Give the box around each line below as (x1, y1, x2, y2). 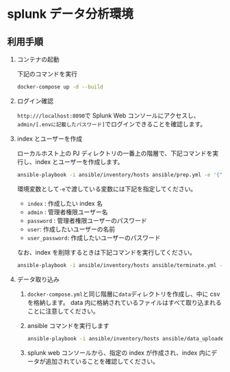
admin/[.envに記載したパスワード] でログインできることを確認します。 (16, 119, 207, 128)
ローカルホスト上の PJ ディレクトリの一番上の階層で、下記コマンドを (16, 149, 213, 157)
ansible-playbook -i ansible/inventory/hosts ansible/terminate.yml (16, 261, 217, 268)
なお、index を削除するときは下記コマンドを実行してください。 (16, 248, 196, 256)
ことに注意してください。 (27, 307, 99, 315)
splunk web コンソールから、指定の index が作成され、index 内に (27, 348, 212, 357)
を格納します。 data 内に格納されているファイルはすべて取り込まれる (27, 298, 222, 306)
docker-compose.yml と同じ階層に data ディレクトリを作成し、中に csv (27, 290, 220, 298)
